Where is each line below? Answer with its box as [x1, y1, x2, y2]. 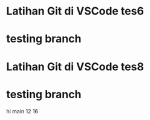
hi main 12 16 [6, 107, 38, 115]
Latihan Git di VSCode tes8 [6, 59, 144, 73]
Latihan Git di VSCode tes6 [6, 4, 144, 18]
